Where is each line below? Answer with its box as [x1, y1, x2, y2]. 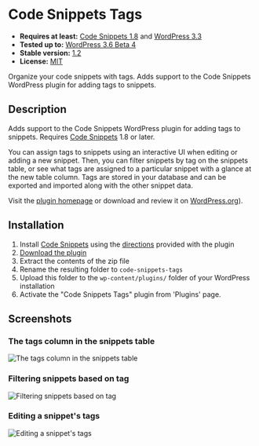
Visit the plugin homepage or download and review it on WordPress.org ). [8, 196, 243, 205]
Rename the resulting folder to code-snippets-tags [19, 265, 183, 274]
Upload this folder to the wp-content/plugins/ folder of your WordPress [19, 272, 250, 282]
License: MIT [19, 57, 64, 66]
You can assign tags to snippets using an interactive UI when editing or [8, 147, 238, 156]
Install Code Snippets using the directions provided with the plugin [19, 239, 235, 249]
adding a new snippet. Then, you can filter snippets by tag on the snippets [8, 155, 249, 165]
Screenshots [8, 312, 72, 325]
